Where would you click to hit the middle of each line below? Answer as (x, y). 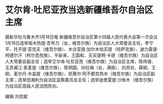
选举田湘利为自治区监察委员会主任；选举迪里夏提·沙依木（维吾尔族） (87, 79)
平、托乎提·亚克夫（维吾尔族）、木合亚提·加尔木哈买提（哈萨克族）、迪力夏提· (82, 49)
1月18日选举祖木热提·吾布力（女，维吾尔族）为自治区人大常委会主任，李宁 (79, 43)
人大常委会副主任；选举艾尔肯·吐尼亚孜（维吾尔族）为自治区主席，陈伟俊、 (81, 61)
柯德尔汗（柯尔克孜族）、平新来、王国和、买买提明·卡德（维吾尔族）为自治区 (82, 55)
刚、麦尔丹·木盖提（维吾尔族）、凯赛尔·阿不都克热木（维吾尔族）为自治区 (78, 74)
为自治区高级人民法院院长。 (33, 86)
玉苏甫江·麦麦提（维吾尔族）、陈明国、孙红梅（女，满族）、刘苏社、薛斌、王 (81, 67)
